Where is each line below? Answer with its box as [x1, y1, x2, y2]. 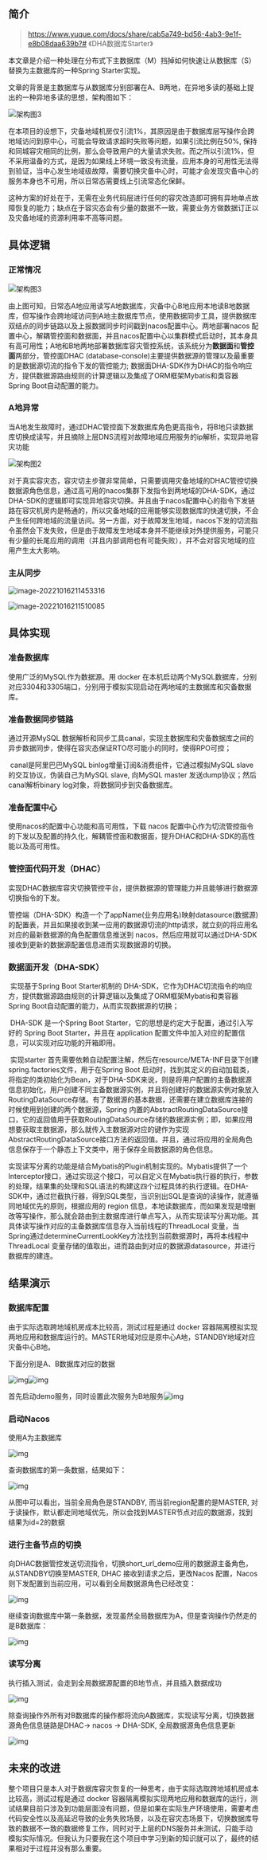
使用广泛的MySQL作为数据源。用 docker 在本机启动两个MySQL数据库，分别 [8, 672, 257, 681]
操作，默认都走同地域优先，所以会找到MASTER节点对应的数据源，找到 [21, 1507, 253, 1517]
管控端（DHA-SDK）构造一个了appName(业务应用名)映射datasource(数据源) [8, 910, 259, 919]
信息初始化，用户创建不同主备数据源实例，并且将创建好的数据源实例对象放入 [8, 1084, 259, 1094]
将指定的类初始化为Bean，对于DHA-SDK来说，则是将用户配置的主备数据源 [8, 1075, 253, 1084]
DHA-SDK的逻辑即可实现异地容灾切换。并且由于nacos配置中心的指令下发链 [8, 495, 256, 505]
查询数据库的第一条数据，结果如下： [8, 1465, 127, 1474]
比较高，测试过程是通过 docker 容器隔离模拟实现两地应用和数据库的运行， [8, 1794, 251, 1803]
